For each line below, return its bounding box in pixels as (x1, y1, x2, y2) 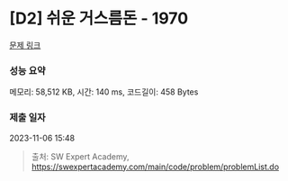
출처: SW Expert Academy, (31, 150, 130, 162)
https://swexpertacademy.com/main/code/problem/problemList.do (31, 161, 280, 172)
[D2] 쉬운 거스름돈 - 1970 (9, 8, 189, 29)
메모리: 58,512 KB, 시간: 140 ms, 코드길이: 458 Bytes (9, 86, 199, 97)
